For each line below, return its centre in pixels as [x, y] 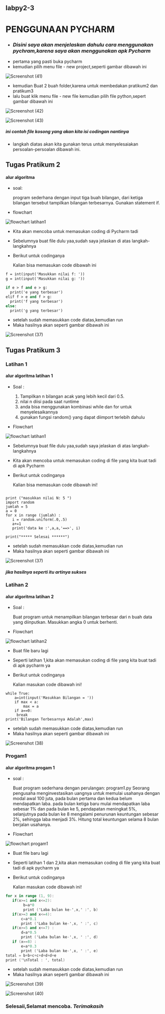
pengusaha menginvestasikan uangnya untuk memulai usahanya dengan [86, 793]
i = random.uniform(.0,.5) [40, 520]
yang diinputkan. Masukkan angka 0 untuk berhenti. [65, 622]
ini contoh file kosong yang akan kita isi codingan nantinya [67, 132]
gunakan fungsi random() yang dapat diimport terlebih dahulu [82, 417]
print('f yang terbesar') [37, 301]
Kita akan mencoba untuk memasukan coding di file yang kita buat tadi [84, 460]
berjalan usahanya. [32, 825]
